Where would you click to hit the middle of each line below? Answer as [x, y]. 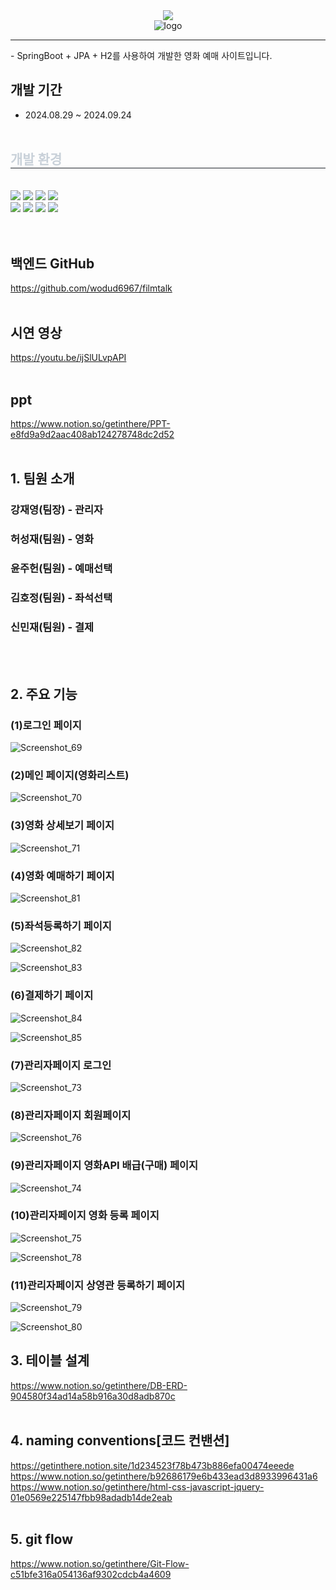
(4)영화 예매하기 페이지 [62, 876]
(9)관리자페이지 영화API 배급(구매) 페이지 [104, 1166]
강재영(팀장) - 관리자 [57, 510]
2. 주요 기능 [44, 694]
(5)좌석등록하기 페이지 [61, 926]
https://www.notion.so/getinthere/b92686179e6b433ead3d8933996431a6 [164, 1476]
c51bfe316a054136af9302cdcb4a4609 [91, 1574]
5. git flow [42, 1539]
